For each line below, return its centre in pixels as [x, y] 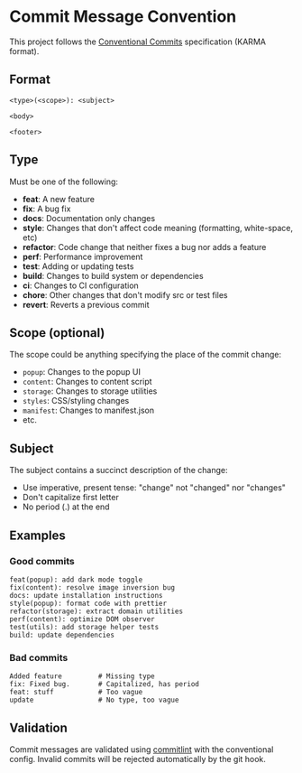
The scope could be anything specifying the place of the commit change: [146, 355]
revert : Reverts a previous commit [86, 304]
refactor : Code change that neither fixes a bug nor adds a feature [144, 247]
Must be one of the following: [64, 182]
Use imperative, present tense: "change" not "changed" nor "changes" [154, 488]
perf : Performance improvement [82, 256]
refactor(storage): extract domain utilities [96, 611]
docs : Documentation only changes [89, 218]
